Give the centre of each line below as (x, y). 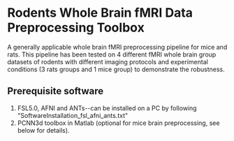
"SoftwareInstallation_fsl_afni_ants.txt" (73, 115)
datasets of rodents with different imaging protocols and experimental (108, 61)
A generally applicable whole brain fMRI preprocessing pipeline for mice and (117, 47)
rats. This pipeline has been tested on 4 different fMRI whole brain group (112, 54)
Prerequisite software (55, 91)
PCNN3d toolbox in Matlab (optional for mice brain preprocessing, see (118, 123)
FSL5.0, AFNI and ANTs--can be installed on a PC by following (107, 108)
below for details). (43, 130)
